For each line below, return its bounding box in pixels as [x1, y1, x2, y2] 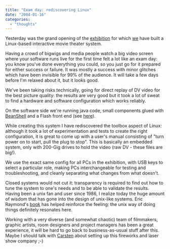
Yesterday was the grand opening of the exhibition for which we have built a [5, 35, 164, 41]
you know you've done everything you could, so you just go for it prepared [5, 61, 161, 67]
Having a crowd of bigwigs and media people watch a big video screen [5, 51, 153, 57]
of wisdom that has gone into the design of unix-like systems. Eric [5, 196, 143, 202]
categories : [5, 17, 30, 22]
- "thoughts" [10, 21, 37, 27]
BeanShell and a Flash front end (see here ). [5, 113, 96, 119]
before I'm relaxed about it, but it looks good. [5, 77, 99, 83]
